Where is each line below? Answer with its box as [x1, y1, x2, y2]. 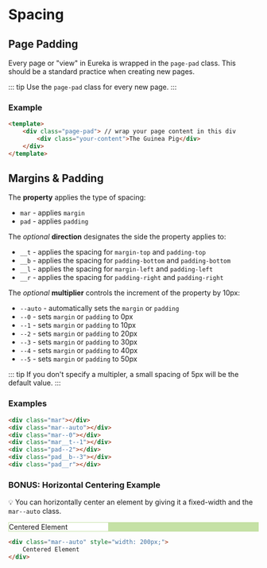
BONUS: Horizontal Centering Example [8, 479, 161, 490]
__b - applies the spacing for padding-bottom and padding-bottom [19, 256, 231, 266]
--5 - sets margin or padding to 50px [19, 354, 137, 364]
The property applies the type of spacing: [8, 193, 146, 202]
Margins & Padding [8, 172, 104, 185]
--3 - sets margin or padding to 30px [19, 337, 137, 347]
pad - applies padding [19, 216, 89, 226]
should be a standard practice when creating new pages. [8, 67, 195, 76]
